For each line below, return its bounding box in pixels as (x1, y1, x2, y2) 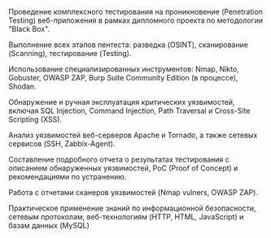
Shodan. (8, 81, 37, 91)
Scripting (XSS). (8, 115, 63, 124)
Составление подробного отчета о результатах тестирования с (8, 154, 229, 164)
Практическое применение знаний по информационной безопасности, (8, 203, 256, 213)
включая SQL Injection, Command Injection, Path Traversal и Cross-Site (8, 106, 251, 115)
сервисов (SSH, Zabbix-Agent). (8, 139, 116, 149)
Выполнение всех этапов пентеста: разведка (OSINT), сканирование (8, 40, 248, 50)
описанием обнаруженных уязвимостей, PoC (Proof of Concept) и (8, 163, 238, 173)
